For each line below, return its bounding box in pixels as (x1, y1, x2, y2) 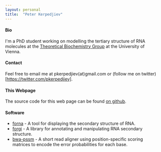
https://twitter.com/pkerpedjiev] (6, 76, 72, 82)
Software (5, 110, 25, 115)
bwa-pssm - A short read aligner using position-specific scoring (12, 136, 143, 142)
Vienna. (5, 48, 21, 54)
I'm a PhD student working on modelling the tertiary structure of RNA (5, 38, 146, 44)
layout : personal (5, 7, 41, 12)
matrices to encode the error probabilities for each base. (12, 142, 127, 148)
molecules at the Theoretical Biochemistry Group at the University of (5, 43, 145, 49)
